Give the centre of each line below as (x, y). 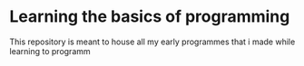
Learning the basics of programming (150, 17)
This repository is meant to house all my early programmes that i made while (152, 42)
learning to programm (50, 51)
